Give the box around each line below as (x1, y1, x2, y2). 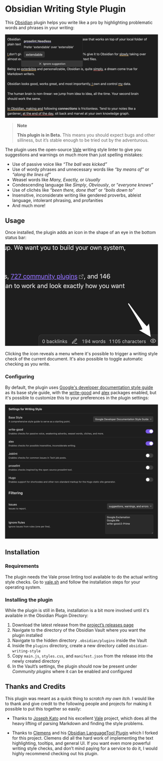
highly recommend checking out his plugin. (12, 750, 98, 756)
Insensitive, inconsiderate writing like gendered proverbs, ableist (12, 192, 142, 198)
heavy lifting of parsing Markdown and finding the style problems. (12, 720, 144, 726)
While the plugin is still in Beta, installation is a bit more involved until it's (5, 607, 149, 613)
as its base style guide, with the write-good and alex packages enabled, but (5, 389, 157, 395)
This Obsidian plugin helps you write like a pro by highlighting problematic (5, 19, 153, 25)
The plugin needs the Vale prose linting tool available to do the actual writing (5, 574, 158, 580)
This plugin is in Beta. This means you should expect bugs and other (16, 132, 155, 138)
